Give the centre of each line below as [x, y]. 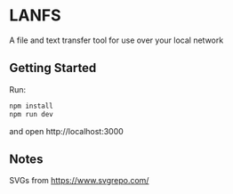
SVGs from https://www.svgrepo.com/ [79, 181]
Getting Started [53, 68]
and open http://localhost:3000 [67, 131]
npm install [31, 106]
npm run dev [31, 114]
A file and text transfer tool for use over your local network [116, 40]
